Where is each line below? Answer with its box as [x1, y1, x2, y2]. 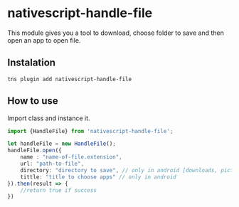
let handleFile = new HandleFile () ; [7, 140, 116, 147]
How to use [7, 95, 58, 107]
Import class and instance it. [7, 114, 90, 122]
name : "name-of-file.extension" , [20, 154, 122, 161]
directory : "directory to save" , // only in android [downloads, [20, 166, 218, 174]
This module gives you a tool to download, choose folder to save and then [7, 28, 224, 37]
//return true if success [20, 186, 97, 193]
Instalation [7, 57, 55, 69]
